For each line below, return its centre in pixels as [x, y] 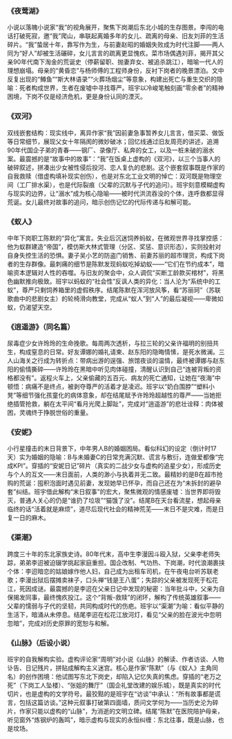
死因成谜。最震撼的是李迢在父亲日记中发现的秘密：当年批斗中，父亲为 [119, 588]
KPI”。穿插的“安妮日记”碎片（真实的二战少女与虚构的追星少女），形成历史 [117, 466]
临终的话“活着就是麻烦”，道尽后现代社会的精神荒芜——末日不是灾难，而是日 [116, 509]
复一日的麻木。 [28, 518]
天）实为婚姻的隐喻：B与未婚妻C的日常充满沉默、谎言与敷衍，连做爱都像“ [113, 457]
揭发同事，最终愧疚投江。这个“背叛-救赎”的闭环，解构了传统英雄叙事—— [117, 597]
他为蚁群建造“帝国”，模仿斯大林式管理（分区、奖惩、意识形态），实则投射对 [114, 247]
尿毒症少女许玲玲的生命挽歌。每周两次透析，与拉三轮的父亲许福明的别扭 [110, 344]
